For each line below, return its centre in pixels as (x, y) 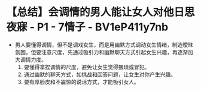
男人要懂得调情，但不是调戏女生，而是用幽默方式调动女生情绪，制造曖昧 (104, 45)
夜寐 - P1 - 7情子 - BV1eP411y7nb (87, 27)
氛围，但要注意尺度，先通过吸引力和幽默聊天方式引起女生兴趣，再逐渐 (101, 52)
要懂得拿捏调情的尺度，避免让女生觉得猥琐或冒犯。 (87, 67)
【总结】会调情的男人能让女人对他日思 (101, 12)
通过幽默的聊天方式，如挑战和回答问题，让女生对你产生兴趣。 (100, 74)
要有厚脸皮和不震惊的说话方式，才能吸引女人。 (81, 81)
